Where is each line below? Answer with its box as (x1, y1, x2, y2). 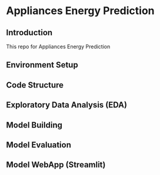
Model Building (6, 120, 63, 130)
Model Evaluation (6, 140, 72, 150)
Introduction (6, 28, 53, 38)
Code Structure (6, 80, 64, 90)
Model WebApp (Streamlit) (6, 160, 106, 170)
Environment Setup (6, 60, 78, 70)
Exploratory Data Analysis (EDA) (6, 100, 128, 110)
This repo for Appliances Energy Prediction (6, 43, 111, 50)
